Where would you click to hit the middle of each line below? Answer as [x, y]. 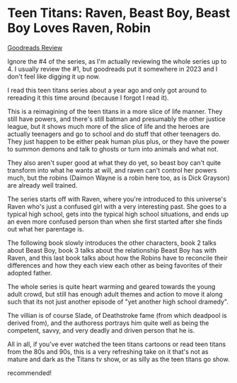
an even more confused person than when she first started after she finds [115, 222]
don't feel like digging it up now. [54, 76]
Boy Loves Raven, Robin [79, 28]
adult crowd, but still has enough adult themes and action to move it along [115, 294]
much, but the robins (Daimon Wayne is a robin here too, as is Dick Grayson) [118, 178]
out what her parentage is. [46, 229]
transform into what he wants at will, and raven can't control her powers [112, 170]
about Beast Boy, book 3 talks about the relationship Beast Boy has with [112, 250]
